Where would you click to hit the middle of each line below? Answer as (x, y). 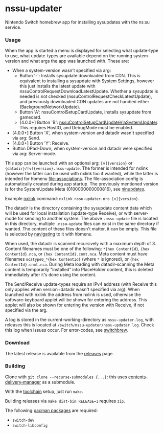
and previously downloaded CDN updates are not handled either (84, 102)
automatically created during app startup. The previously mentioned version (82, 184)
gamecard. (30, 117)
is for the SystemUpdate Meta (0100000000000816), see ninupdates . (75, 189)
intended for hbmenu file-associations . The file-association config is (74, 179)
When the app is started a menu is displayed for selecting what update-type (82, 51)
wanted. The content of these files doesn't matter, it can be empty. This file (81, 229)
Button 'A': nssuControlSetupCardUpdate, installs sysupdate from (85, 112)
